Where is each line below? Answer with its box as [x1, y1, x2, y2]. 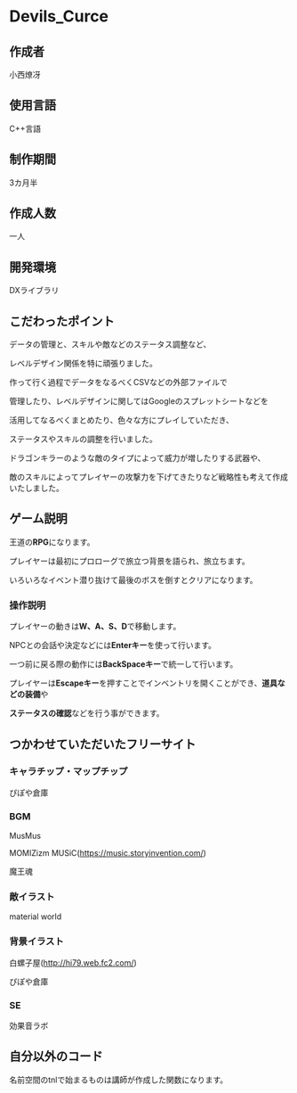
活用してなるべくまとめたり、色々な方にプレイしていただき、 [9, 415, 234, 425]
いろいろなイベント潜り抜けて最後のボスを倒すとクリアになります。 [9, 574, 258, 585]
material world [9, 911, 62, 922]
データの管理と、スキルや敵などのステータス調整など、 [9, 339, 212, 349]
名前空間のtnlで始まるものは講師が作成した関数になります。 [9, 1074, 229, 1085]
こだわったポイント [9, 314, 115, 329]
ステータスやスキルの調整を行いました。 [9, 434, 157, 445]
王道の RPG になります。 [9, 537, 95, 547]
